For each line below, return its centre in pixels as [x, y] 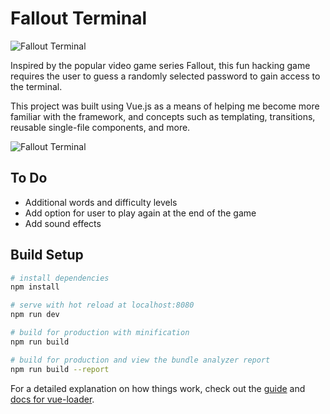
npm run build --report [60, 369]
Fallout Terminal [79, 18]
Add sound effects [63, 223]
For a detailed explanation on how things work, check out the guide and [158, 388]
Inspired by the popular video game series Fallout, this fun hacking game [160, 65]
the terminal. [36, 86]
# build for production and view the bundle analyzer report [140, 360]
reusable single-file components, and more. [100, 127]
